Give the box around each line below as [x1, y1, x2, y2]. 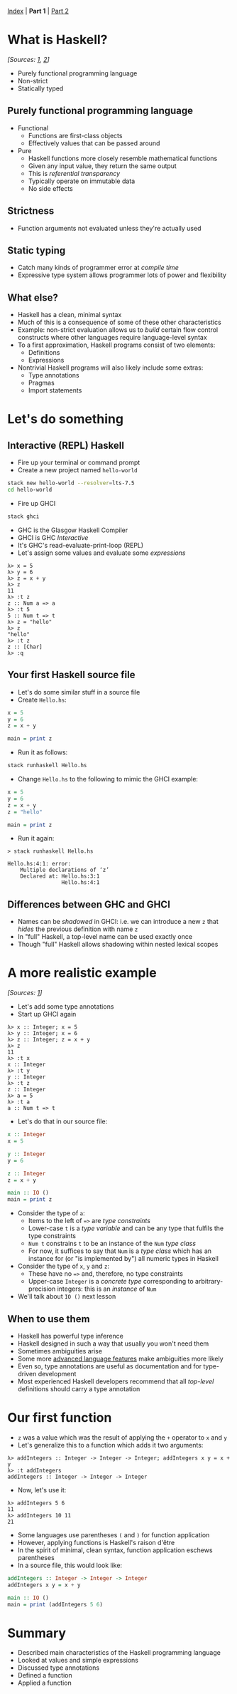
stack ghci [7, 513, 40, 520]
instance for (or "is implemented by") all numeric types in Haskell [28, 1254, 219, 1263]
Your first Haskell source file [7, 669, 136, 681]
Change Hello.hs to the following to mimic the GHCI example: [17, 775, 199, 783]
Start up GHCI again [17, 1010, 77, 1019]
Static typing [7, 244, 66, 256]
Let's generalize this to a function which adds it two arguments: [17, 1440, 204, 1449]
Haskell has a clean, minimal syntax [17, 311, 122, 319]
